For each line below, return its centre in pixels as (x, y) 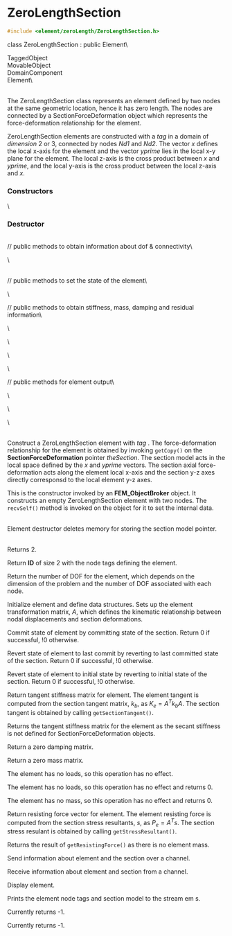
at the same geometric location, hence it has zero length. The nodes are (110, 108)
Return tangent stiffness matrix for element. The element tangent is (103, 695)
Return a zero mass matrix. (46, 760)
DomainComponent (35, 72)
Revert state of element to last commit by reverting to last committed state (113, 653)
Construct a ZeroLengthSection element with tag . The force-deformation (112, 443)
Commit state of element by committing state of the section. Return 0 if (108, 633)
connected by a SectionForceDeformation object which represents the (107, 115)
